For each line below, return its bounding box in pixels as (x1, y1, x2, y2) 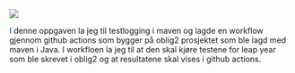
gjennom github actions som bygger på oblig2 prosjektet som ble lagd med (9, 35, 287, 45)
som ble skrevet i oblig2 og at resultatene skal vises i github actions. (9, 53, 262, 64)
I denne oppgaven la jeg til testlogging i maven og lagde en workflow (9, 26, 265, 36)
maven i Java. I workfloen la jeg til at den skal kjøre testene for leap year (9, 45, 276, 54)
